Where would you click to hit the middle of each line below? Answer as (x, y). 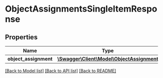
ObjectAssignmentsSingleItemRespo (81, 9)
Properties (21, 37)
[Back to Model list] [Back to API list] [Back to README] (61, 71)
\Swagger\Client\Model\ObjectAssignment (108, 59)
